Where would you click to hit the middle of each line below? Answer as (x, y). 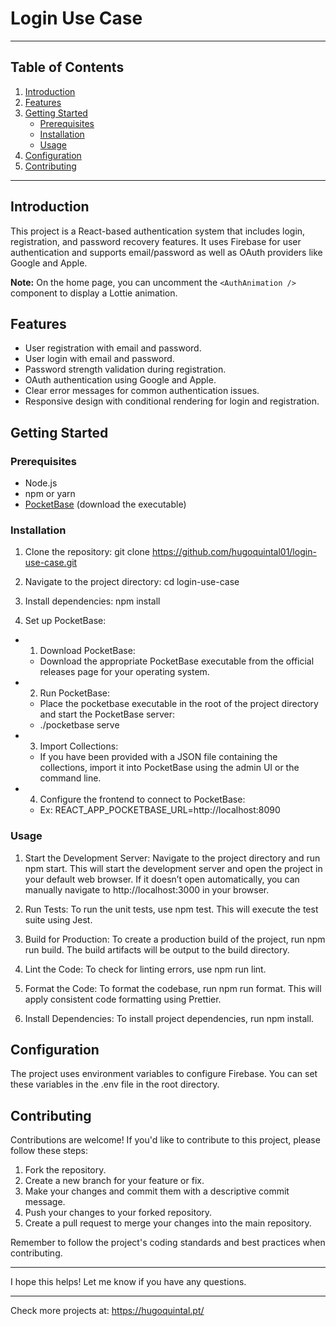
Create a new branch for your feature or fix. (114, 1181)
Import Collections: (79, 746)
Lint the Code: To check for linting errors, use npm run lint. (145, 969)
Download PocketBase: (87, 651)
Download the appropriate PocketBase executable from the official (177, 661)
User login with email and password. (99, 359)
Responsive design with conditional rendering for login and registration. (172, 401)
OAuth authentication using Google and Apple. (120, 380)
